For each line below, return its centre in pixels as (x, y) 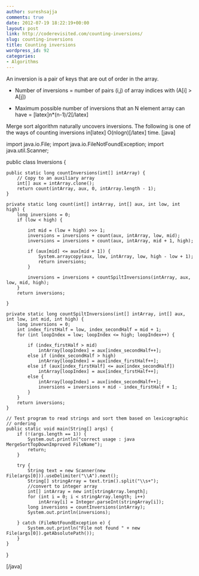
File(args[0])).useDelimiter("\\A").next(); (62, 476)
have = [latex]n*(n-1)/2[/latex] (51, 115)
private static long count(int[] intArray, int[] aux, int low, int (93, 204)
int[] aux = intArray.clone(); (56, 183)
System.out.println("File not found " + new (84, 528)
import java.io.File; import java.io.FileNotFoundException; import (85, 144)
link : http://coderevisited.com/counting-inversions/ (75, 34)
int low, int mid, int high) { (45, 319)
